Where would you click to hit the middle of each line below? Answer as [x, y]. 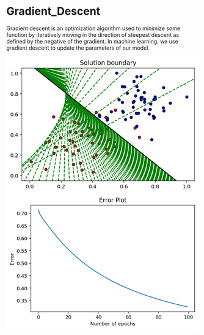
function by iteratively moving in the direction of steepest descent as [93, 34]
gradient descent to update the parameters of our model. [78, 48]
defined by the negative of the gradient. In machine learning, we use [92, 41]
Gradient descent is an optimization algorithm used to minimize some [93, 28]
